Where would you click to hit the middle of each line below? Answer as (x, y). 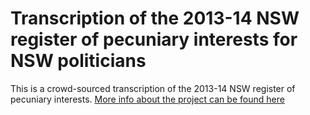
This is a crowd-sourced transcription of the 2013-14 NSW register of (153, 88)
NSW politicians (78, 61)
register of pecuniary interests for (154, 39)
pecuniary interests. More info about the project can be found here (147, 99)
